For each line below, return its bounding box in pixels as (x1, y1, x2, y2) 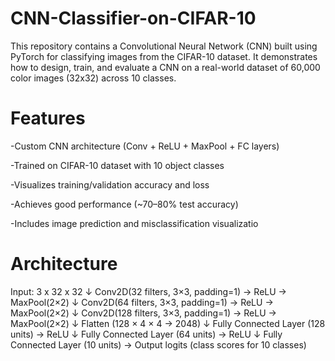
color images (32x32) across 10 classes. (10, 72, 177, 84)
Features (10, 107, 86, 130)
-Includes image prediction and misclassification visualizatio (10, 217, 259, 229)
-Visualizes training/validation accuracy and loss (10, 178, 210, 191)
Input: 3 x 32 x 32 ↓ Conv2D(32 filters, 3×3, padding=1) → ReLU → (10, 285, 287, 297)
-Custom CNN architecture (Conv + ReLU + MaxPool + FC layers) (10, 140, 280, 152)
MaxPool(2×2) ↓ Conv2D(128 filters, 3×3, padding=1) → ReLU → (10, 307, 277, 319)
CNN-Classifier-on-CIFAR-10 (10, 7, 257, 30)
